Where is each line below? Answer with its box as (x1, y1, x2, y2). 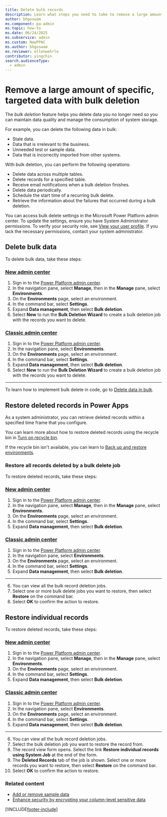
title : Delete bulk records (5, 7, 64, 12)
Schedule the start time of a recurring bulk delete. (12, 192, 115, 198)
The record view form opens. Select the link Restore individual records (12, 746, 159, 752)
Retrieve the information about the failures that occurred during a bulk (12, 198, 156, 204)
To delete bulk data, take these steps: (5, 256, 82, 262)
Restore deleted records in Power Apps (5, 401, 129, 409)
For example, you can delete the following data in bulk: (5, 127, 117, 133)
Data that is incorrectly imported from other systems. (12, 152, 121, 158)
